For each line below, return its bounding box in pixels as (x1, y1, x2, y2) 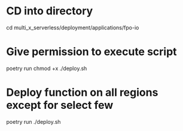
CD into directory (6, 4, 93, 18)
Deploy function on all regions (6, 86, 158, 99)
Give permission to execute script (6, 45, 178, 59)
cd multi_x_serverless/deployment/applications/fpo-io (6, 24, 139, 31)
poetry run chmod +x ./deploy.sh (6, 65, 87, 72)
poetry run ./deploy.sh (6, 118, 61, 125)
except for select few (6, 99, 114, 112)
